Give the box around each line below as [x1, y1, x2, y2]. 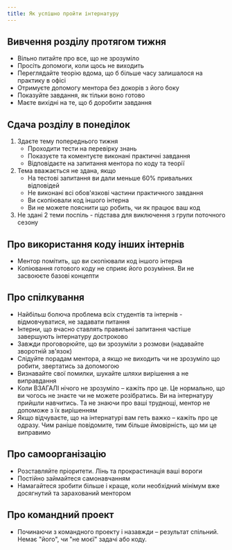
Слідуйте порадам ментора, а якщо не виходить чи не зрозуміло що [17, 354, 220, 362]
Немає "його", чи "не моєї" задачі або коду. [17, 535, 148, 543]
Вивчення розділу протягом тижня [7, 36, 166, 48]
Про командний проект [7, 509, 114, 521]
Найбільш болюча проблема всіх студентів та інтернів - [17, 310, 183, 318]
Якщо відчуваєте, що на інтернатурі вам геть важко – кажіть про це [17, 413, 218, 422]
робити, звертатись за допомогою [17, 362, 120, 370]
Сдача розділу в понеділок [7, 119, 130, 131]
